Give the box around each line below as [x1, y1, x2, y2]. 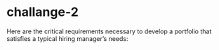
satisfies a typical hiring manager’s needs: [6, 34, 128, 42]
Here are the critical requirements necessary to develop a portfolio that [6, 27, 212, 35]
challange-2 [6, 4, 79, 20]
